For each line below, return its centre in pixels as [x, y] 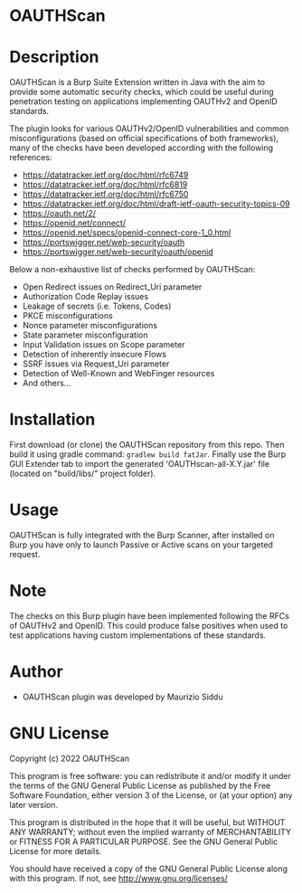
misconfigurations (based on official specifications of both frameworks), [144, 138]
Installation [52, 419]
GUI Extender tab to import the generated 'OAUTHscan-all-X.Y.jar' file [139, 464]
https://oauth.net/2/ [59, 214]
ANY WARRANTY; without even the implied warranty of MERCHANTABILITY [151, 831]
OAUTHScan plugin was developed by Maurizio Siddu [123, 697]
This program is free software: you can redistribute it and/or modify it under [150, 775]
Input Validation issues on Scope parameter [104, 345]
